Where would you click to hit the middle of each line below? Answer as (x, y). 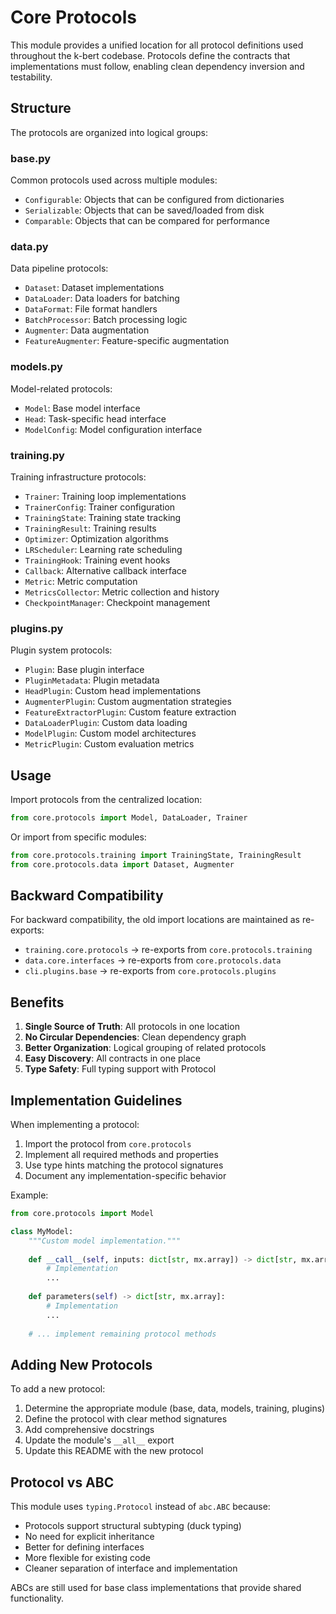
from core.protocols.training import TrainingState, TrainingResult (156, 855)
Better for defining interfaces (84, 1547)
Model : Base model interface (82, 408)
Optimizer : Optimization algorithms (96, 538)
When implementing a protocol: (75, 1125)
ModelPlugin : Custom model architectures (110, 733)
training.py (37, 455)
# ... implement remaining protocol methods (122, 1334)
